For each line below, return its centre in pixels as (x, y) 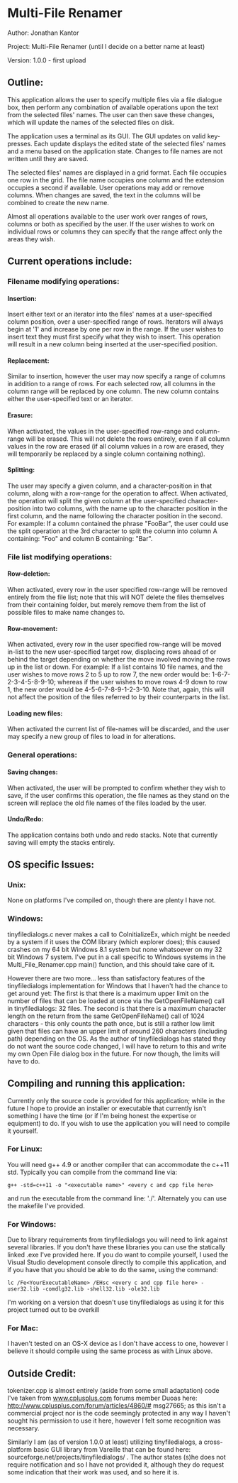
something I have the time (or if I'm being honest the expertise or (102, 1115)
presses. (20, 143)
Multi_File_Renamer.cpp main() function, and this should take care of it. (111, 964)
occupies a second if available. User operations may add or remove (106, 187)
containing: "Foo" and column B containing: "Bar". (80, 538)
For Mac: (23, 1328)
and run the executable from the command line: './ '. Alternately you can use (117, 1198)
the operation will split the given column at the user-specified (97, 500)
